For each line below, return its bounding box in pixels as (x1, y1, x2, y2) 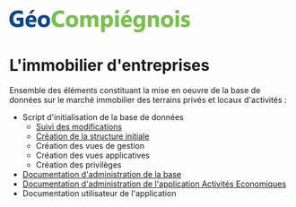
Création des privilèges (35, 159, 122, 170)
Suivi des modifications (35, 121, 123, 132)
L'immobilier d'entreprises (9, 56, 210, 76)
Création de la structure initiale (35, 131, 150, 142)
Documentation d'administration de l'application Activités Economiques (22, 178, 287, 189)
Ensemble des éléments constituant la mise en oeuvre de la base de (9, 84, 261, 95)
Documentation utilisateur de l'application (22, 187, 177, 198)
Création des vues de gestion (35, 140, 145, 151)
